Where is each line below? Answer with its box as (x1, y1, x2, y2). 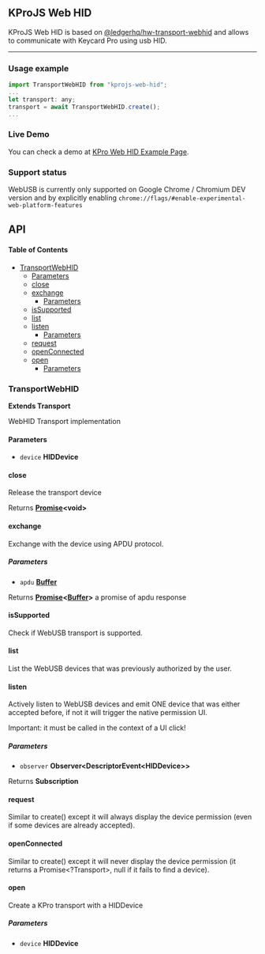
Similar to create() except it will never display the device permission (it (8, 856, 237, 865)
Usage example (8, 62, 69, 74)
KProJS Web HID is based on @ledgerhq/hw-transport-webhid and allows (8, 27, 249, 36)
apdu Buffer (19, 577, 58, 586)
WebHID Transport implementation (8, 416, 121, 426)
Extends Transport (8, 401, 71, 411)
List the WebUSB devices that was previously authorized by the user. (8, 664, 233, 673)
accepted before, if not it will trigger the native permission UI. (8, 708, 207, 717)
